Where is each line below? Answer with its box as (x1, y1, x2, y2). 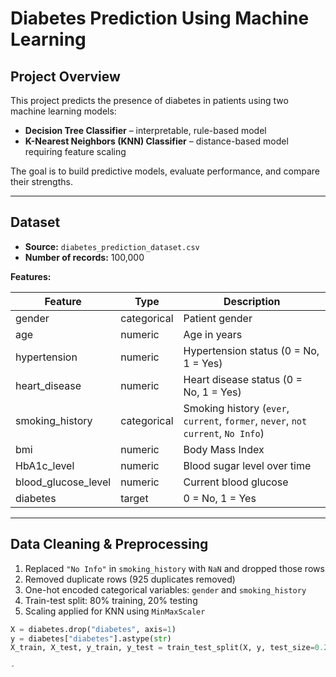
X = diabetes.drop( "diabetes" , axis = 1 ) (10, 624, 177, 634)
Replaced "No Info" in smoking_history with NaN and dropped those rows (24, 562, 325, 574)
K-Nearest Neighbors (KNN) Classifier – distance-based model (24, 135, 289, 147)
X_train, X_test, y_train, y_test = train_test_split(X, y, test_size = (10, 643, 315, 653)
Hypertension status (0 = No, (183, 343, 320, 357)
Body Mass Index (183, 442, 265, 456)
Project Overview (10, 68, 121, 85)
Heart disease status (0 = (183, 372, 303, 386)
